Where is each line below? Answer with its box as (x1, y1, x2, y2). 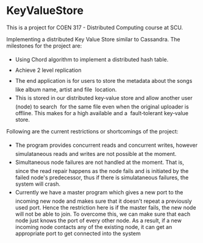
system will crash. (15, 180, 61, 188)
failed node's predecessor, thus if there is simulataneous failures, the (15, 174, 189, 181)
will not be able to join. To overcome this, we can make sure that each (15, 210, 191, 217)
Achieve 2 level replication (15, 66, 82, 74)
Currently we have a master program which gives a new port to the (15, 188, 183, 195)
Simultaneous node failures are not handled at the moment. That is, (15, 158, 184, 166)
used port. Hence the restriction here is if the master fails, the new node (15, 203, 196, 211)
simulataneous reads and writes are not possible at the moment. (15, 150, 177, 157)
